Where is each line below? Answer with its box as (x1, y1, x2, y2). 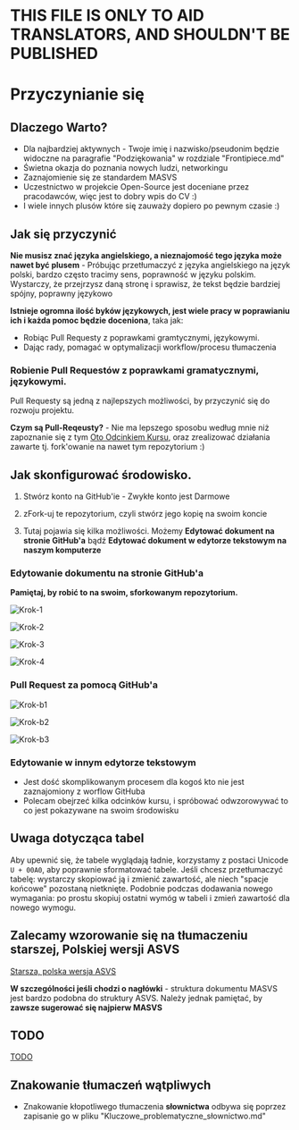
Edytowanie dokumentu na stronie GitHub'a (10, 567, 204, 579)
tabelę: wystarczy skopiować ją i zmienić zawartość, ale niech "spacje (10, 873, 269, 884)
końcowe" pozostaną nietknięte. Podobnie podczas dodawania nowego (10, 882, 273, 894)
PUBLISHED (10, 44, 99, 63)
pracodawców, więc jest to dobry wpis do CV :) (22, 191, 197, 202)
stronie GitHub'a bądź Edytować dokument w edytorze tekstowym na (22, 535, 287, 546)
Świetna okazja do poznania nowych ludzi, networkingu (22, 163, 228, 173)
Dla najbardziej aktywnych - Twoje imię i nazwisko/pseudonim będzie (22, 144, 279, 155)
